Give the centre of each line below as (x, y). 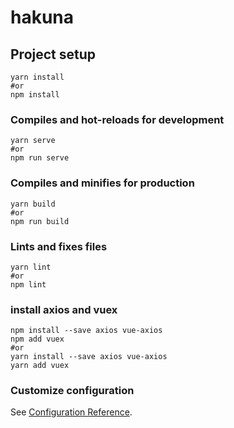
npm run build (40, 221)
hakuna (42, 17)
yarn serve (33, 141)
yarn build (33, 204)
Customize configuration (72, 391)
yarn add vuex (40, 366)
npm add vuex (37, 339)
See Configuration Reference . (71, 412)
